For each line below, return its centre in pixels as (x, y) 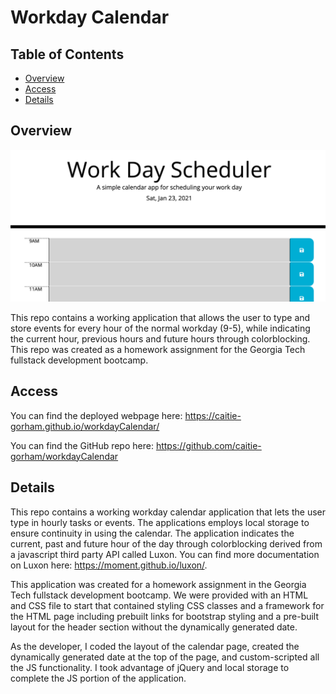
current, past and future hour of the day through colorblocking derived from (166, 543)
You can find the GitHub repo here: (82, 445)
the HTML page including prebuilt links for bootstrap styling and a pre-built (165, 616)
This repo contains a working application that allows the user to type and (160, 317)
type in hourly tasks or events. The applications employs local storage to (160, 522)
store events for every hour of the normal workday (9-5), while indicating (160, 328)
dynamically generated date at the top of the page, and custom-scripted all (165, 657)
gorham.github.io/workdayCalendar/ (85, 426)
